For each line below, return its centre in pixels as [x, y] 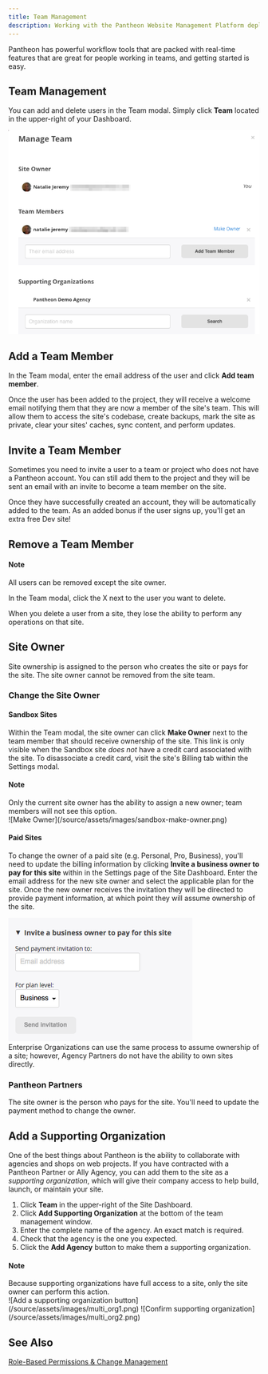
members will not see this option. [63, 811]
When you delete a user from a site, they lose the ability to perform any [125, 613]
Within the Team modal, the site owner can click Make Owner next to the [128, 732]
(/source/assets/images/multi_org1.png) [74, 1309]
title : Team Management [48, 17]
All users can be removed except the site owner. [87, 582]
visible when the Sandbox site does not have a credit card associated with [130, 749]
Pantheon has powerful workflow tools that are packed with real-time [122, 49]
